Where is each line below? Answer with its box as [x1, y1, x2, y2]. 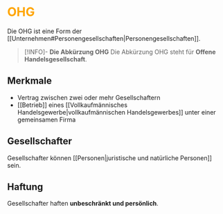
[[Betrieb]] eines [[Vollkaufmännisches [17, 101, 128, 109]
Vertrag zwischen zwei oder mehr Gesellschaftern [17, 93, 161, 101]
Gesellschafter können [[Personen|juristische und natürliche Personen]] [7, 153, 213, 162]
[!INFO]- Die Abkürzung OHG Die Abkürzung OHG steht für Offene [24, 48, 216, 56]
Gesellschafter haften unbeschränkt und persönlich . [7, 200, 159, 208]
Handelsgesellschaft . [24, 55, 87, 63]
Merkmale [7, 75, 52, 87]
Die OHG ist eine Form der [7, 27, 82, 35]
